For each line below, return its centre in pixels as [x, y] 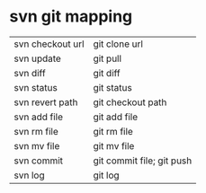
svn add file [39, 117]
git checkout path [130, 102]
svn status [36, 87]
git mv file [114, 145]
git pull [107, 58]
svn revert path [46, 102]
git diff [107, 73]
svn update [37, 58]
